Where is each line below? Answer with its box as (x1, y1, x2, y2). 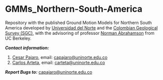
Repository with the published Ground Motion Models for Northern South (5, 20, 152, 26)
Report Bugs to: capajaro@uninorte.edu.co (5, 69, 93, 75)
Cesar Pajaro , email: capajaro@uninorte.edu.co (12, 54, 108, 60)
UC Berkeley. (5, 35, 32, 41)
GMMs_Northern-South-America (5, 3, 143, 15)
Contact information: (5, 45, 49, 51)
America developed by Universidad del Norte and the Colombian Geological (5, 25, 158, 30)
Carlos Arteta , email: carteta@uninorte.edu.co (12, 59, 105, 65)
